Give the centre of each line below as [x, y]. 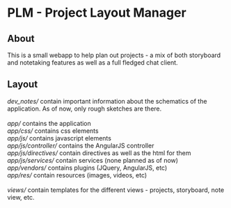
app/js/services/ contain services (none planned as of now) [93, 160]
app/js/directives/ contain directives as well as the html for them [99, 153]
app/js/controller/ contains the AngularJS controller [81, 145]
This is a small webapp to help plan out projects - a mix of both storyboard [114, 55]
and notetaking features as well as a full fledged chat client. [93, 63]
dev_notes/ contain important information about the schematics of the [107, 101]
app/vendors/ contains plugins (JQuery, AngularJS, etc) [87, 168]
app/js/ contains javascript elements [59, 138]
